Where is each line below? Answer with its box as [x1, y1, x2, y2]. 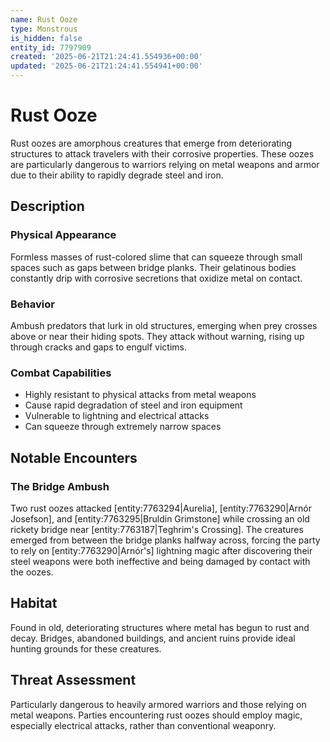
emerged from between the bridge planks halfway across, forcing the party [10, 534, 321, 546]
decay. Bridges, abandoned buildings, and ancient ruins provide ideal [10, 632, 296, 644]
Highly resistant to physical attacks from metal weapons [24, 389, 257, 401]
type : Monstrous [10, 24, 78, 34]
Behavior [10, 297, 55, 311]
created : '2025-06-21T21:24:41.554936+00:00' [10, 52, 203, 62]
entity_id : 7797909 [10, 42, 92, 53]
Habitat [10, 595, 58, 612]
